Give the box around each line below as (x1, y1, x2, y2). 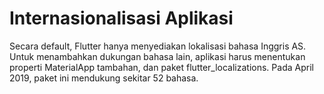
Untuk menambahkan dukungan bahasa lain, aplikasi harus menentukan (9, 50, 306, 62)
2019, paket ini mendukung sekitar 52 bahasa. (9, 72, 199, 84)
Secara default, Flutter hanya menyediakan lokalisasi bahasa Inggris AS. (9, 40, 307, 52)
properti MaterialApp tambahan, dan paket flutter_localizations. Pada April (9, 61, 314, 73)
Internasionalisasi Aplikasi (9, 7, 234, 30)
